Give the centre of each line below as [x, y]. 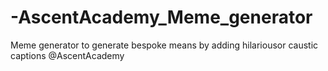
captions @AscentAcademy [67, 55]
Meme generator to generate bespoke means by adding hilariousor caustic [164, 45]
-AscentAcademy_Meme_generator [161, 17]
